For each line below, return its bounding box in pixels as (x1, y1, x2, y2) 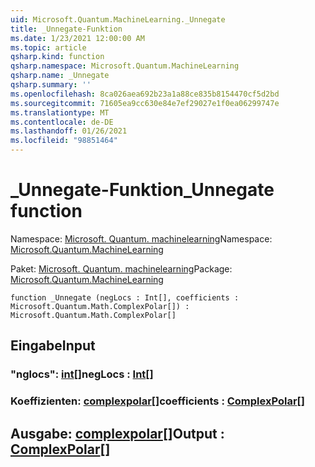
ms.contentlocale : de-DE (10, 117, 114, 127)
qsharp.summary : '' (10, 80, 92, 90)
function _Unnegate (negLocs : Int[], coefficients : (10, 292, 240, 303)
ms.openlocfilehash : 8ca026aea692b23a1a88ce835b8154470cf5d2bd (10, 89, 280, 99)
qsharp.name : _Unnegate (10, 71, 110, 81)
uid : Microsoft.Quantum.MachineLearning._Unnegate (10, 14, 226, 25)
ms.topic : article (10, 42, 87, 53)
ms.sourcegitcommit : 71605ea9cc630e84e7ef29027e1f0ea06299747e (10, 98, 280, 108)
